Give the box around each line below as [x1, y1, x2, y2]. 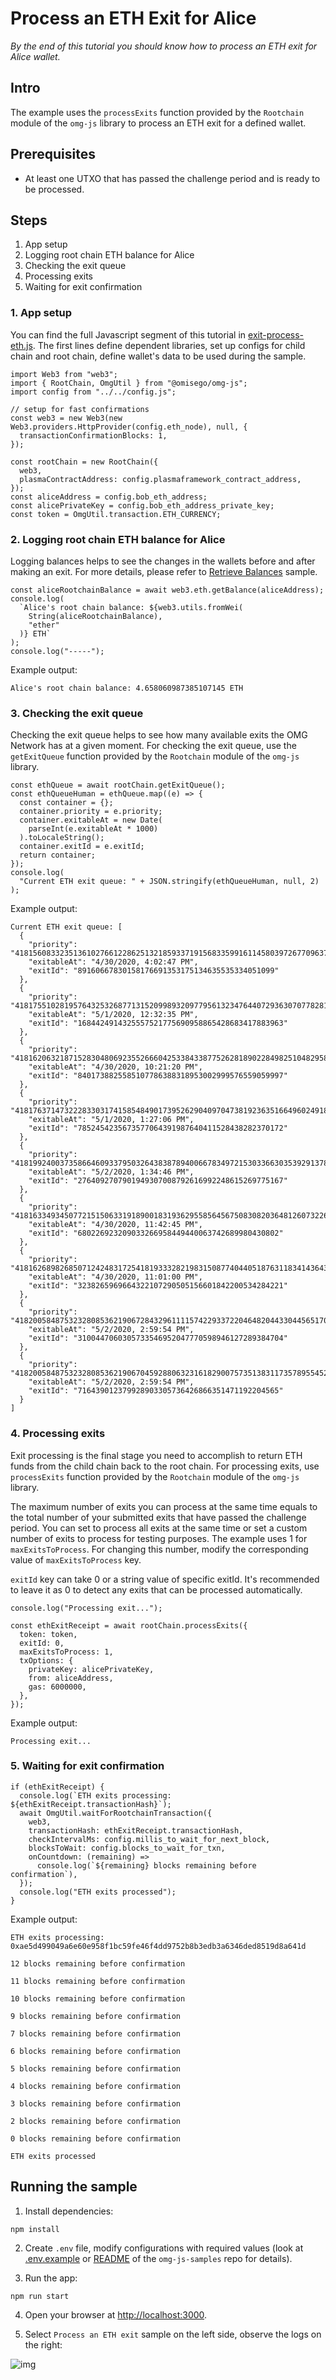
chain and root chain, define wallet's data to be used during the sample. [10, 350, 307, 362]
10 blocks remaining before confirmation [10, 1993, 186, 2004]
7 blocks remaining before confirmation [10, 2028, 182, 2039]
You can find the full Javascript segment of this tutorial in [10, 328, 247, 341]
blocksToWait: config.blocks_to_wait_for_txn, [28, 1843, 226, 1853]
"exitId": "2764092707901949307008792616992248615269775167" [28, 1176, 288, 1186]
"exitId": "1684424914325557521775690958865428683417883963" [28, 1018, 288, 1029]
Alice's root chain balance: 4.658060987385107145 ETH [10, 683, 244, 693]
